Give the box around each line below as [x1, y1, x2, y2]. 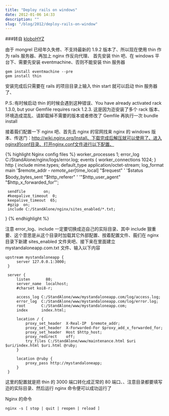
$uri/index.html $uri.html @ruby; [5, 343, 78, 348]
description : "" [5, 17, 39, 22]
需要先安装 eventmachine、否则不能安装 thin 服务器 [18, 59, 126, 65]
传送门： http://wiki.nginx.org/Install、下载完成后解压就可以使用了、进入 [14, 135, 162, 141]
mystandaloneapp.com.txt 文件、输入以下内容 [5, 245, 101, 251]
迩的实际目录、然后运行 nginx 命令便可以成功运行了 [5, 385, 112, 391]
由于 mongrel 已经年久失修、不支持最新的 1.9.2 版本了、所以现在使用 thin [5, 46, 156, 53]
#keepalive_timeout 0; [7, 193, 57, 199]
